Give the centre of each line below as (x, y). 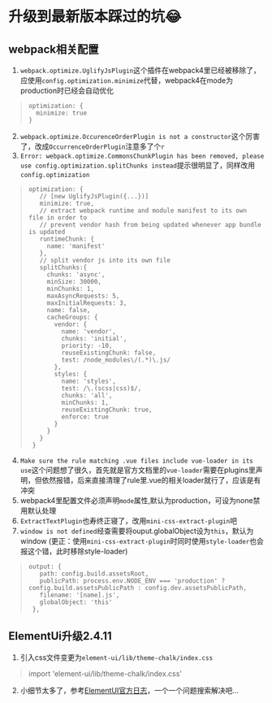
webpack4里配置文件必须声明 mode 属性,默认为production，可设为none (136, 500)
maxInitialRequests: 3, (87, 303)
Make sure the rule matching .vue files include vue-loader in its (136, 461)
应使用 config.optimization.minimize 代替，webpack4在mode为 (127, 80)
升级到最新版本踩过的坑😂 (95, 17)
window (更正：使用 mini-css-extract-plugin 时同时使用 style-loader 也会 (142, 541)
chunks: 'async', (76, 275)
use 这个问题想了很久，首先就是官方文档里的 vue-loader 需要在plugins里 (138, 470)
